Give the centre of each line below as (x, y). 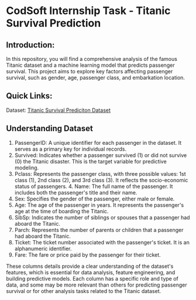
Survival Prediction (54, 23)
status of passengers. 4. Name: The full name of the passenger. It (94, 186)
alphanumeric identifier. (43, 248)
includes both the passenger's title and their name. (76, 192)
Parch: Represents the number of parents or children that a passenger (99, 230)
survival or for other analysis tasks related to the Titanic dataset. (84, 291)
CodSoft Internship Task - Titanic (88, 11)
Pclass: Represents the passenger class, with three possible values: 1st (100, 173)
